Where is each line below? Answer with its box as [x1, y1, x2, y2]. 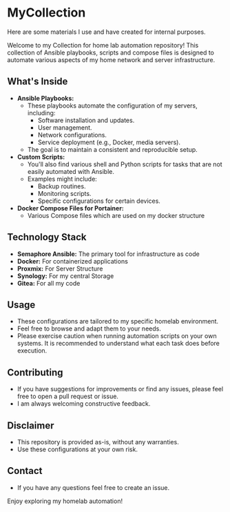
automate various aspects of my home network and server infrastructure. [7, 55, 216, 63]
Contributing [7, 366, 63, 378]
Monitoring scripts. [37, 189, 92, 197]
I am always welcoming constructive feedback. [17, 400, 151, 408]
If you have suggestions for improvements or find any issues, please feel [17, 385, 224, 393]
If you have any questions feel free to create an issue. [17, 483, 170, 491]
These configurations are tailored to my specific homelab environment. [17, 317, 219, 326]
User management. [37, 123, 92, 132]
